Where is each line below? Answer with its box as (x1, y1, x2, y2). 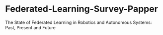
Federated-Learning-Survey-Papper (5, 3, 158, 15)
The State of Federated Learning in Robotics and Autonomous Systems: (5, 19, 152, 25)
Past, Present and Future (5, 24, 56, 30)
